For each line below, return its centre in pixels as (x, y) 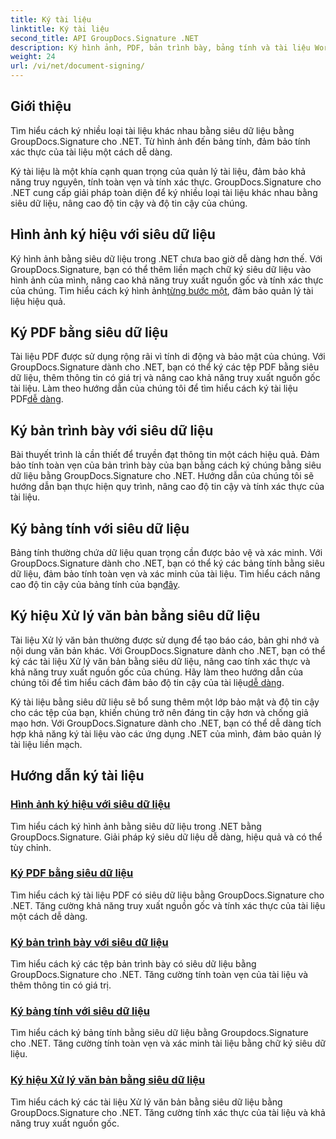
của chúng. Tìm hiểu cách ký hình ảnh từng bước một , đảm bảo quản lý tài (162, 290)
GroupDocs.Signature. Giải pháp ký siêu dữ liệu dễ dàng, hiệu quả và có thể (166, 837)
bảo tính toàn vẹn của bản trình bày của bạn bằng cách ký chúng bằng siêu (166, 465)
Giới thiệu (41, 106)
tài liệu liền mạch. (46, 744)
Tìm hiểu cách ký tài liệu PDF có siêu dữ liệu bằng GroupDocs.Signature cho (167, 895)
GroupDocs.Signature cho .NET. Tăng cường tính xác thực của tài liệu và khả (168, 1112)
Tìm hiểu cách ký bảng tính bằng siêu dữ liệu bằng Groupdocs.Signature (159, 1033)
